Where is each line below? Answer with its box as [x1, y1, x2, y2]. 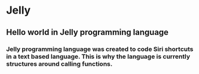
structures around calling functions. [6, 60, 113, 68]
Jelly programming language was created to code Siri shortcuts [6, 45, 194, 53]
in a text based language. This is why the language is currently [6, 52, 191, 60]
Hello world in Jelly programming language [6, 27, 169, 37]
